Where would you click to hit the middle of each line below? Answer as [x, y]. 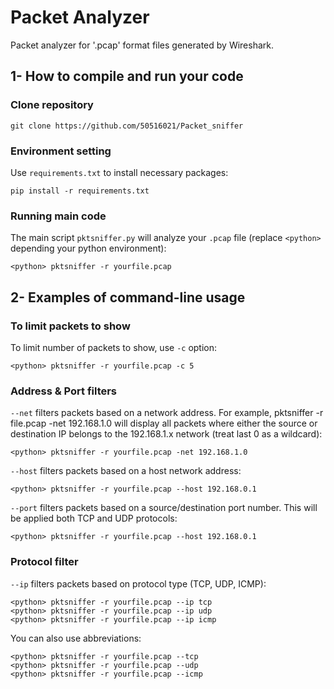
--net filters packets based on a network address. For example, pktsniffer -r [167, 413]
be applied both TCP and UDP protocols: [94, 518]
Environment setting [61, 151]
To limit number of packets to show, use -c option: [114, 347]
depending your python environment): [88, 248]
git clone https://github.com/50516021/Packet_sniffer [127, 126]
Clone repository [52, 105]
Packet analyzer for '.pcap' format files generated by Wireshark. [142, 45]
